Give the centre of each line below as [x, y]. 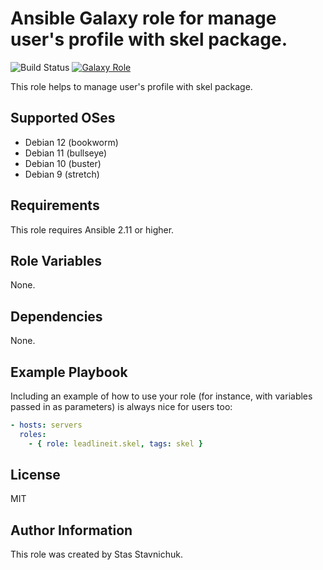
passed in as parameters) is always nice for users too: [121, 406]
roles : [33, 434]
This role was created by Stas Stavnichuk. [96, 554]
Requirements [55, 205]
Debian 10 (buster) [63, 163]
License [35, 475]
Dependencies [56, 316]
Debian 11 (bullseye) [66, 153]
